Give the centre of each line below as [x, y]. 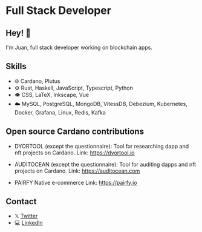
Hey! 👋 [18, 33]
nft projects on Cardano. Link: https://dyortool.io [74, 153]
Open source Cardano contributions [75, 132]
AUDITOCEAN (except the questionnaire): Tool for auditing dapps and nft [105, 164]
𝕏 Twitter [26, 216]
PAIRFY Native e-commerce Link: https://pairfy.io [76, 182]
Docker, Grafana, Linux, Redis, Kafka [60, 112]
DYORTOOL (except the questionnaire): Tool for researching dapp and [101, 146]
